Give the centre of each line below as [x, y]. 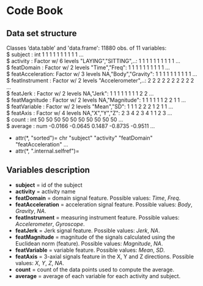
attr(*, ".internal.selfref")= [47, 151]
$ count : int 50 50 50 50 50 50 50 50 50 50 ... [65, 119]
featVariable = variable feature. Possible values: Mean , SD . [90, 250]
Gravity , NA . [31, 211]
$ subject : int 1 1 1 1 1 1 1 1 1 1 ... [45, 55]
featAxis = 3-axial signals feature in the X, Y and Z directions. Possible [105, 256]
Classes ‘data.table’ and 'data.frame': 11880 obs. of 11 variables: [87, 48]
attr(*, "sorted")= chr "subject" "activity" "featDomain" [84, 138]
